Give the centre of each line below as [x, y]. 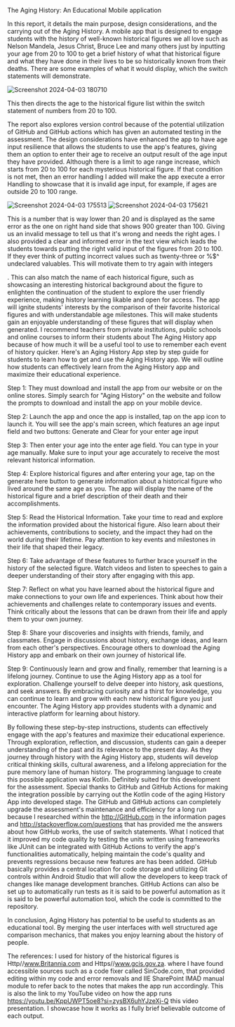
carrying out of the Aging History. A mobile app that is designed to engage [115, 31]
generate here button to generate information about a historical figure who [115, 481]
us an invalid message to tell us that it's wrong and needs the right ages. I [113, 234]
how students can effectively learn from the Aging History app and [103, 367]
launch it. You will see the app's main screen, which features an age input [113, 424]
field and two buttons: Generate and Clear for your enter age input [103, 431]
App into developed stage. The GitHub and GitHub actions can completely [114, 802]
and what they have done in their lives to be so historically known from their [117, 61]
